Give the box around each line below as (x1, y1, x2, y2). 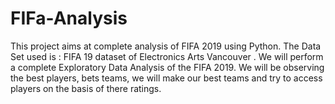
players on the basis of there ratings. (10, 82, 162, 94)
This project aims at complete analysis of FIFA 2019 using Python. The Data (10, 40, 322, 52)
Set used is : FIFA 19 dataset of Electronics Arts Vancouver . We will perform (10, 50, 324, 62)
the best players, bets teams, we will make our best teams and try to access (10, 72, 323, 84)
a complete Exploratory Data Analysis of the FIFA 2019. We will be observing (10, 61, 325, 73)
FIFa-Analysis (10, 7, 128, 30)
